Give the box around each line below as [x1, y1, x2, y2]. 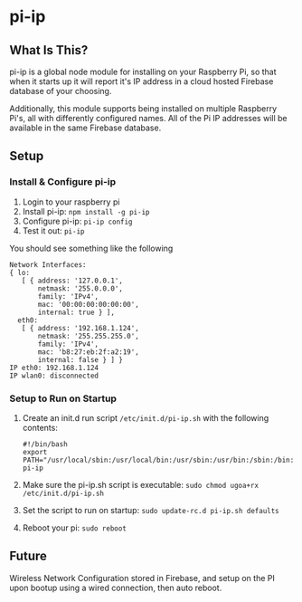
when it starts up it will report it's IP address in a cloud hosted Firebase [9, 76, 274, 87]
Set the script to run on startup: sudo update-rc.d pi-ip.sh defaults [22, 504, 280, 515]
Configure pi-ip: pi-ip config [22, 215, 133, 226]
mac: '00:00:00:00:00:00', [37, 300, 140, 309]
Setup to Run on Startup [9, 392, 118, 405]
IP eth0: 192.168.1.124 [9, 363, 99, 372]
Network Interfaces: [9, 260, 88, 269]
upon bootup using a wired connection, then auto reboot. [9, 582, 222, 593]
